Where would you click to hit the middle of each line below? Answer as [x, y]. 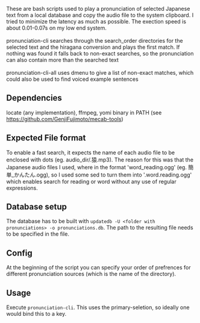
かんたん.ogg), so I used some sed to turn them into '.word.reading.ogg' [103, 175]
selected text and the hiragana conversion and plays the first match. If [93, 47]
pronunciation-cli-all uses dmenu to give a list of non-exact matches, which [100, 73]
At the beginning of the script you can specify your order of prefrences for [98, 268]
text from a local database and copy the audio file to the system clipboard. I [100, 15]
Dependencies [34, 98]
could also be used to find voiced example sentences [72, 79]
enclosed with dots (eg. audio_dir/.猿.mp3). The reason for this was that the [100, 160]
